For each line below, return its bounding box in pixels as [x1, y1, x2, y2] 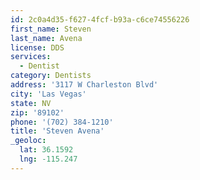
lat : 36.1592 [19, 145, 74, 155]
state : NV [10, 98, 52, 108]
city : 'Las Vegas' [10, 89, 87, 99]
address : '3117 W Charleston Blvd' [10, 80, 159, 90]
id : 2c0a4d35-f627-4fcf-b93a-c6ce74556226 [10, 14, 190, 25]
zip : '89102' [10, 107, 65, 118]
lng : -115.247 [19, 154, 78, 164]
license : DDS [10, 42, 65, 53]
